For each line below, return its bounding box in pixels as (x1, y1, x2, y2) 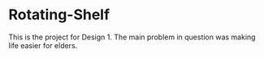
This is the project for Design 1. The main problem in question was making (8, 32, 256, 42)
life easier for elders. (8, 40, 78, 50)
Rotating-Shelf (8, 6, 110, 24)
